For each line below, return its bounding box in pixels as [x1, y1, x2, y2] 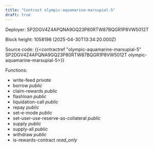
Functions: [5, 67, 28, 73]
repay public [12, 104, 39, 110]
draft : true [5, 12, 31, 17]
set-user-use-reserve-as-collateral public [12, 115, 101, 121]
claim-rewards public [12, 88, 58, 94]
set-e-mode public [12, 110, 53, 116]
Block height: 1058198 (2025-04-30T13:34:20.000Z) [5, 36, 116, 43]
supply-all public [12, 126, 48, 132]
